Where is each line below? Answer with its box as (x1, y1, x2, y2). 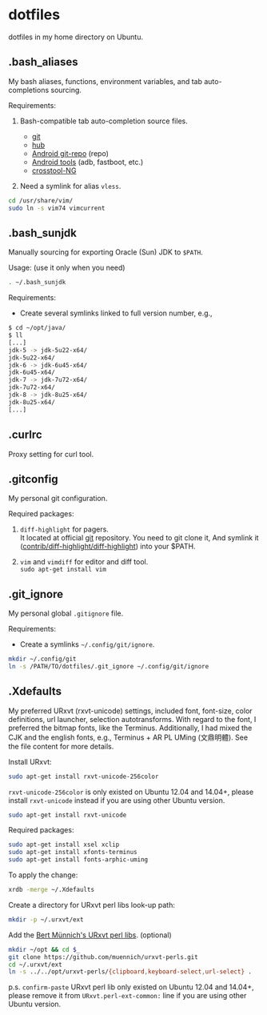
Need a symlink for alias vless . (19, 181, 122, 191)
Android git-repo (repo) (31, 148, 110, 158)
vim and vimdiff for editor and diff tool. (19, 557, 149, 567)
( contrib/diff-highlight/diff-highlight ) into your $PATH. (19, 542, 196, 552)
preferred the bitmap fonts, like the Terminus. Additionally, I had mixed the (8, 723, 253, 732)
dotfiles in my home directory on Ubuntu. (8, 32, 144, 42)
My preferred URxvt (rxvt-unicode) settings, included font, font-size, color (8, 706, 253, 716)
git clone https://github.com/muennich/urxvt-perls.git (8, 953, 198, 961)
